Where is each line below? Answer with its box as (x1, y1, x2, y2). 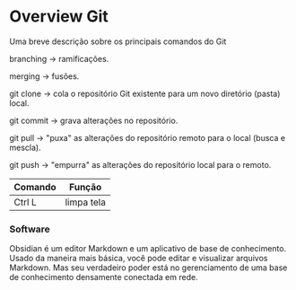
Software (9, 223, 51, 235)
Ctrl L (13, 196, 38, 208)
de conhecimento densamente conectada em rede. (9, 272, 199, 283)
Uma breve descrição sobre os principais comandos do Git (9, 36, 227, 47)
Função (68, 180, 102, 193)
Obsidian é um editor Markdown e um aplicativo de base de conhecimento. (9, 243, 287, 254)
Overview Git (9, 6, 109, 27)
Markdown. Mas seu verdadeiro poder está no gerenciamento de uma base (9, 262, 288, 273)
